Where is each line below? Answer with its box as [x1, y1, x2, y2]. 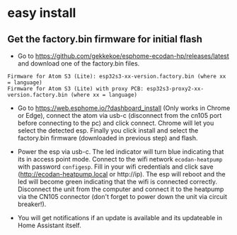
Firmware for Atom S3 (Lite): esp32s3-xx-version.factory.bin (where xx [7, 73, 226, 80]
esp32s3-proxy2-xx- [146, 85, 204, 92]
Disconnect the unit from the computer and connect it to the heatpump [17, 185, 224, 193]
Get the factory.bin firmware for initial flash [7, 33, 203, 45]
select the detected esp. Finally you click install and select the [17, 126, 199, 135]
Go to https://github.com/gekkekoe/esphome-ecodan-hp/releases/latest [17, 52, 230, 60]
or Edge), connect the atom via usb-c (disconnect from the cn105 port [17, 112, 222, 119]
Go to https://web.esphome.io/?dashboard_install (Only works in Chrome [17, 104, 231, 112]
